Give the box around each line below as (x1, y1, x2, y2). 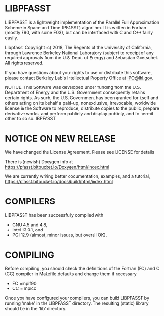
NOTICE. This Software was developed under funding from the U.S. (5, 84, 141, 90)
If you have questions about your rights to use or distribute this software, (5, 69, 152, 75)
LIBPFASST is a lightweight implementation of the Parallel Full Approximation (5, 19, 160, 25)
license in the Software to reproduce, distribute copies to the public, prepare (5, 105, 159, 111)
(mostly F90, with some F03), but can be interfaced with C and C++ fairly (5, 29, 153, 35)
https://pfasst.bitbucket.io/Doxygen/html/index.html (5, 164, 109, 170)
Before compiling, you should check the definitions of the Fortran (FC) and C (5, 265, 160, 271)
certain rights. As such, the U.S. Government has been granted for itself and (5, 94, 158, 101)
